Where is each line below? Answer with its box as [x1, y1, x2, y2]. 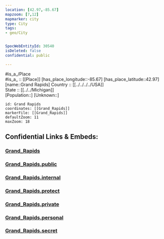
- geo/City [5, 30, 28, 35]
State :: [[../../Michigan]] [5, 86, 54, 92]
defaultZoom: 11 [5, 115, 39, 120]
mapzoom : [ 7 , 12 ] [5, 12, 39, 17]
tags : [5, 26, 16, 31]
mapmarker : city [5, 16, 39, 21]
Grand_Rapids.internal [5, 174, 61, 181]
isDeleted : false [5, 48, 41, 53]
